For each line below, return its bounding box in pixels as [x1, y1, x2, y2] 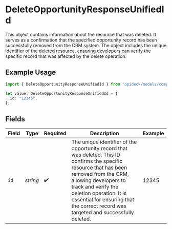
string [25, 177, 39, 184]
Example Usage [5, 68, 56, 77]
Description [90, 130, 119, 137]
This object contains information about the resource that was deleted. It [5, 31, 157, 37]
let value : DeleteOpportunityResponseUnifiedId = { [5, 91, 118, 96]
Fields [5, 114, 26, 123]
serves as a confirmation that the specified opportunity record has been [5, 37, 157, 43]
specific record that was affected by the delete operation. [5, 53, 127, 59]
